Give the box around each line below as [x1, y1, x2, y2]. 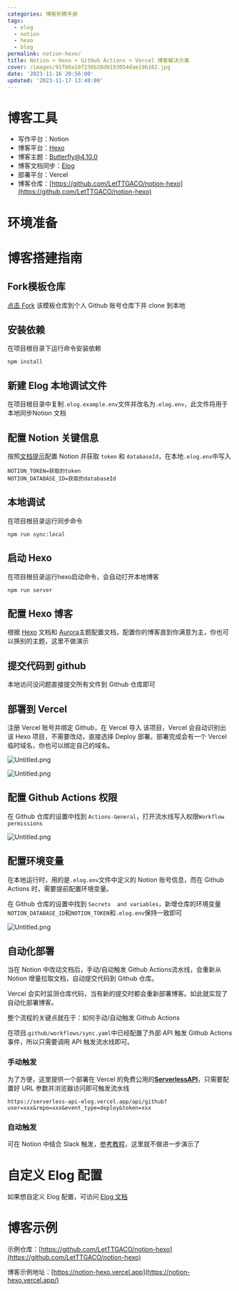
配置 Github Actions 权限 [7, 792, 118, 804]
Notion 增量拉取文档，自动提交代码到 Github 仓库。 [7, 974, 158, 983]
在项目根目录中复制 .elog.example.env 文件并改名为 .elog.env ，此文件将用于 [7, 400, 228, 408]
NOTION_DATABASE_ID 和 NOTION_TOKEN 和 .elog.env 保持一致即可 [7, 908, 183, 917]
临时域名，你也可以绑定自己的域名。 [7, 741, 114, 750]
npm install [7, 358, 43, 366]
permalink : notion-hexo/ [7, 51, 81, 58]
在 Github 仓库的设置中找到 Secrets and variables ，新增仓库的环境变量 [7, 899, 221, 908]
